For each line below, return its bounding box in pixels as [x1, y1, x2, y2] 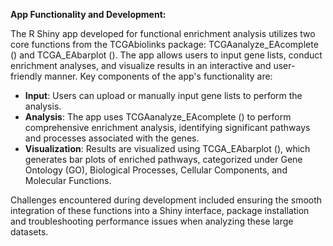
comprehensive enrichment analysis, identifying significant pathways [24, 122, 311, 133]
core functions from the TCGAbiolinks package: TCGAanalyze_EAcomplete [10, 39, 319, 50]
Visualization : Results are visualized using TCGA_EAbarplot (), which [24, 143, 311, 154]
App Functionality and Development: [10, 9, 167, 20]
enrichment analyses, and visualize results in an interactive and [10, 60, 272, 71]
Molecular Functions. [24, 175, 112, 186]
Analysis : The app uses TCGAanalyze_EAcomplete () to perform [24, 111, 292, 123]
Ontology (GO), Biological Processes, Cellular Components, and [24, 164, 288, 176]
